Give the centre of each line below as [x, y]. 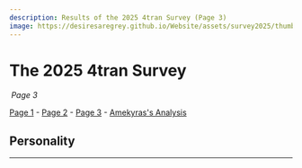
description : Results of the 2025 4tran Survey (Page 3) [118, 18]
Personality [42, 141]
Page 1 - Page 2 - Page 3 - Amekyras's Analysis [98, 112]
